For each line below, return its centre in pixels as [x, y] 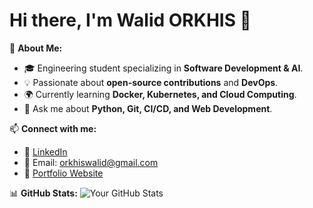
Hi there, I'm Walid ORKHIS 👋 [130, 20]
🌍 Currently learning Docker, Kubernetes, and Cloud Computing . [160, 94]
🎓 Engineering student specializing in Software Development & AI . [163, 68]
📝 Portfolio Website [63, 173]
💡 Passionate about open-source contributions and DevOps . [151, 82]
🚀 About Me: [36, 48]
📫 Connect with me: [53, 128]
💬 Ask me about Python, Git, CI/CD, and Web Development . [148, 108]
